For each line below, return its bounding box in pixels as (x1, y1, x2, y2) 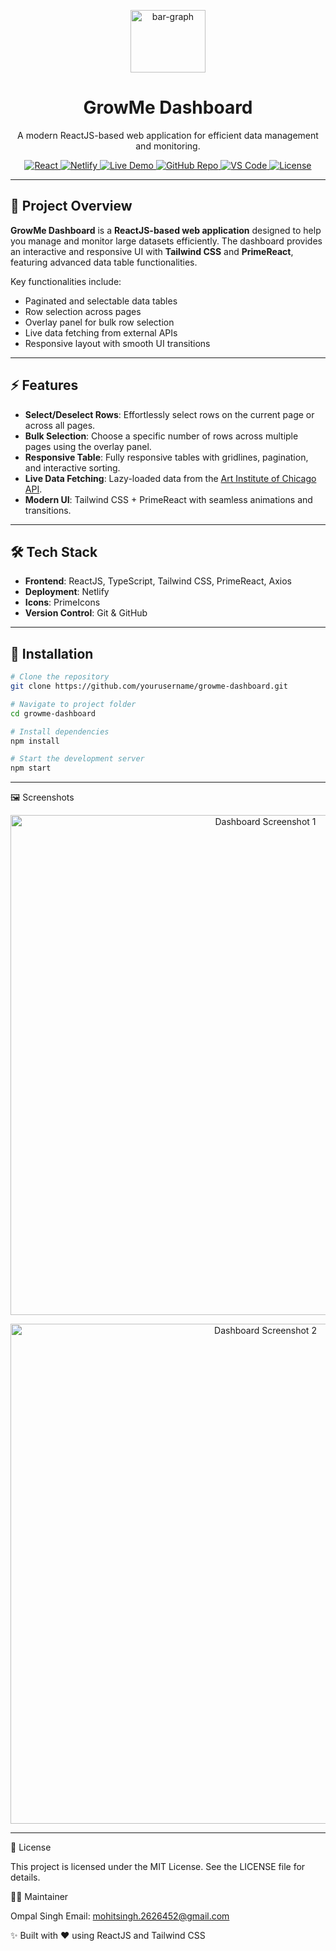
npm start (10, 763, 52, 774)
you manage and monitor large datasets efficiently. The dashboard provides (10, 235, 323, 247)
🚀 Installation (10, 645, 94, 662)
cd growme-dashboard (10, 708, 97, 719)
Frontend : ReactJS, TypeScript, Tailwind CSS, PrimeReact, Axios (24, 575, 293, 587)
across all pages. (24, 419, 96, 431)
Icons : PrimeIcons (24, 596, 101, 609)
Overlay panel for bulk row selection (24, 316, 175, 328)
